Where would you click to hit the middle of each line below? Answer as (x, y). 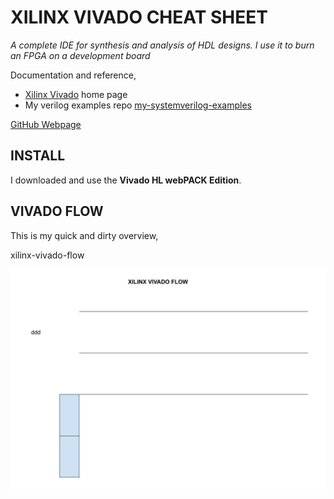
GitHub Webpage (46, 124)
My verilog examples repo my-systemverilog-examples (138, 105)
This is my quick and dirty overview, (84, 235)
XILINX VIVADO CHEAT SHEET (139, 17)
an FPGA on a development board (80, 55)
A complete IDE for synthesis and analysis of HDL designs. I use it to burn (162, 45)
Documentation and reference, (73, 75)
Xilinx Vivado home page (76, 94)
